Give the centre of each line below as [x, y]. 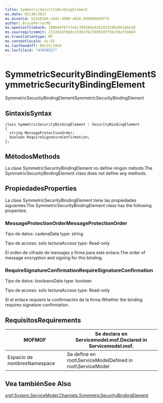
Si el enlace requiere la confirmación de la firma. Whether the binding [74, 300]
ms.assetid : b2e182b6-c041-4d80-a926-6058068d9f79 [57, 18]
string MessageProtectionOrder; [42, 133]
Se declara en [111, 334]
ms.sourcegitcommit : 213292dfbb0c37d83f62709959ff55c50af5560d [70, 32]
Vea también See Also [38, 384]
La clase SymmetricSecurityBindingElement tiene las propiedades [71, 200]
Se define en [81, 354]
